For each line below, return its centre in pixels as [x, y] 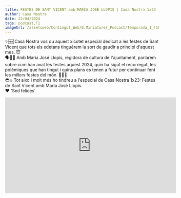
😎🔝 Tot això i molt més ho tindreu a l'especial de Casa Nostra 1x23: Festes [80, 80]
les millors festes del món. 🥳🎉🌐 [36, 75]
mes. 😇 [13, 52]
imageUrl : [15, 28]
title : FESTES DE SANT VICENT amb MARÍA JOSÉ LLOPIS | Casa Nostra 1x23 [80, 9]
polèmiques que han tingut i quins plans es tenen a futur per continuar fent [80, 70]
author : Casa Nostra [26, 14]
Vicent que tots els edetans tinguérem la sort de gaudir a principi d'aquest [80, 47]
